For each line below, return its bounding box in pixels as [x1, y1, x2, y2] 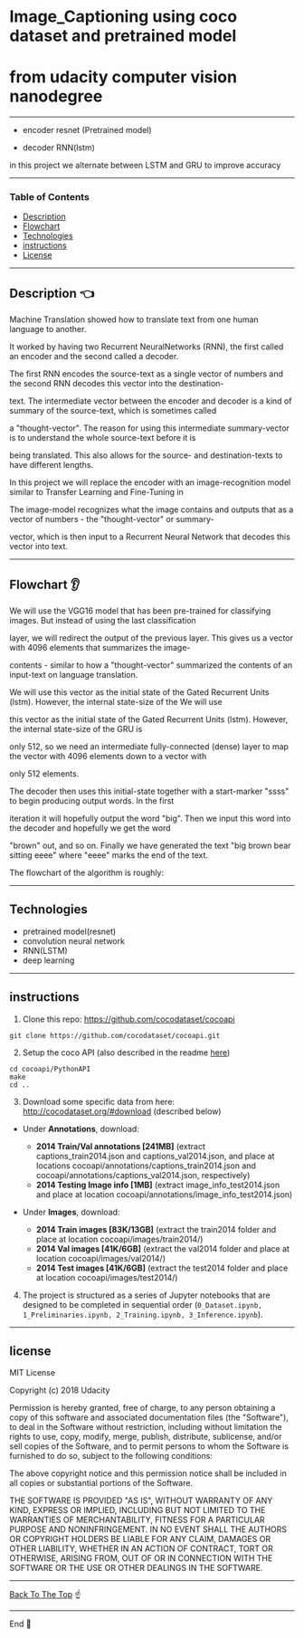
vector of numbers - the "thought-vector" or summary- [9, 514, 214, 525]
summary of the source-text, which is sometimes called [9, 405, 217, 416]
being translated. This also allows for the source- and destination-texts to [9, 450, 283, 461]
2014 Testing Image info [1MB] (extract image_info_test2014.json [35, 1179, 280, 1190]
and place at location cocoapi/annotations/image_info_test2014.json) [35, 1188, 293, 1200]
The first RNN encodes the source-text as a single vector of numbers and [9, 368, 283, 379]
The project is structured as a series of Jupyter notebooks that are [22, 1290, 271, 1300]
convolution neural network [22, 935, 125, 947]
